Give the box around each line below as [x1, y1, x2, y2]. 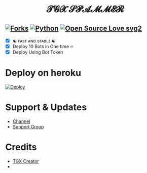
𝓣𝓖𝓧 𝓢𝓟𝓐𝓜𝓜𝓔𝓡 [46, 4, 124, 15]
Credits [5, 142, 37, 153]
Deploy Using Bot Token [12, 49, 63, 55]
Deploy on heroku [5, 67, 82, 79]
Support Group [12, 124, 44, 130]
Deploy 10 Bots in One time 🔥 [12, 44, 74, 50]
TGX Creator [12, 158, 39, 164]
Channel [12, 118, 30, 124]
